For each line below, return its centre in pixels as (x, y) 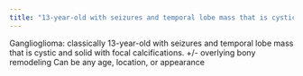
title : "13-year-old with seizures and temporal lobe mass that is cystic (153, 17)
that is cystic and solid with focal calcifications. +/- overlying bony (133, 52)
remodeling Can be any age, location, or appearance (107, 62)
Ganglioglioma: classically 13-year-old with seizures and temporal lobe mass (151, 43)
